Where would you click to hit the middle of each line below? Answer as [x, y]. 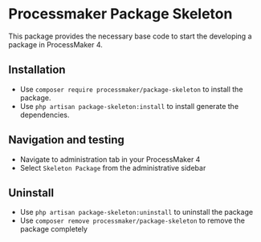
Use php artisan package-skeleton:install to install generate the [129, 106]
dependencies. [45, 115]
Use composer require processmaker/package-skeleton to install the [131, 89]
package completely [54, 229]
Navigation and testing [66, 140]
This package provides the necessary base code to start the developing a [130, 36]
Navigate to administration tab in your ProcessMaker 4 [110, 159]
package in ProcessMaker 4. [55, 44]
